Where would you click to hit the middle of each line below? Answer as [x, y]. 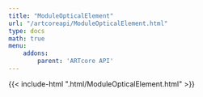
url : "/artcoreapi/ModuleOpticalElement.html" [88, 23]
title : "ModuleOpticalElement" [61, 16]
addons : [36, 53]
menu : [17, 46]
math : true [27, 38]
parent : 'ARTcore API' [76, 61]
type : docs [27, 31]
